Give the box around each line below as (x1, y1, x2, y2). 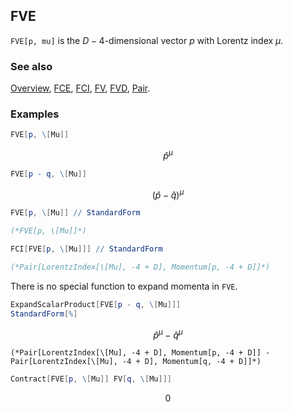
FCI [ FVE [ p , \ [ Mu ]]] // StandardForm (10, 244, 163, 254)
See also (10, 59, 53, 73)
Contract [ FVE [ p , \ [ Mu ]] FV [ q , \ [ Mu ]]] (10, 374, 172, 384)
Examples (10, 107, 60, 121)
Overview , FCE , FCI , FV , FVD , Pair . (10, 82, 151, 94)
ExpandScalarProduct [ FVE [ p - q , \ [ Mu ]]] (10, 299, 182, 309)
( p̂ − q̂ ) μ (151, 187, 185, 201)
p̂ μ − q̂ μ (153, 327, 183, 341)
